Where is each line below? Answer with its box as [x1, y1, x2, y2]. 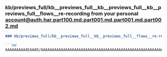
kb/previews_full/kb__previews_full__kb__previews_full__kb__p [5, 4, 162, 11]
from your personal [91, 10, 139, 17]
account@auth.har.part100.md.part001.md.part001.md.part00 [5, 16, 162, 23]
